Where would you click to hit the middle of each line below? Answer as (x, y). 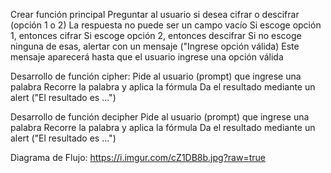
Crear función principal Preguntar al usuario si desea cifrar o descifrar (155, 14)
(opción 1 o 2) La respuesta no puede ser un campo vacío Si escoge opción (166, 25)
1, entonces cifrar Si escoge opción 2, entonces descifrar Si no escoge (156, 35)
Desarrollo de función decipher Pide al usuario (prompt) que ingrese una (160, 117)
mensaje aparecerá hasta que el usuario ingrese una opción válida (147, 57)
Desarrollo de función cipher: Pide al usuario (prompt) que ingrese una (156, 76)
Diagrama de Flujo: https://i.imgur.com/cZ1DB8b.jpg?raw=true (138, 157)
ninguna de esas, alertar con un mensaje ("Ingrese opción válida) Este (155, 46)
